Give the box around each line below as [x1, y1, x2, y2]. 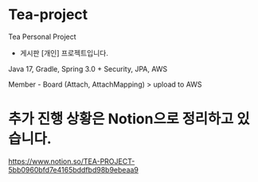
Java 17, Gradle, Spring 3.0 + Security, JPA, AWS [8, 64, 168, 73]
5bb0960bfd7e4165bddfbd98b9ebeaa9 [8, 165, 139, 174]
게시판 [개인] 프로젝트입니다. [19, 48, 109, 57]
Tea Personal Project [8, 32, 77, 41]
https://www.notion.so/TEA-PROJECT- [8, 157, 135, 166]
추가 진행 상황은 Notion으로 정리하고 [8, 110, 234, 128]
